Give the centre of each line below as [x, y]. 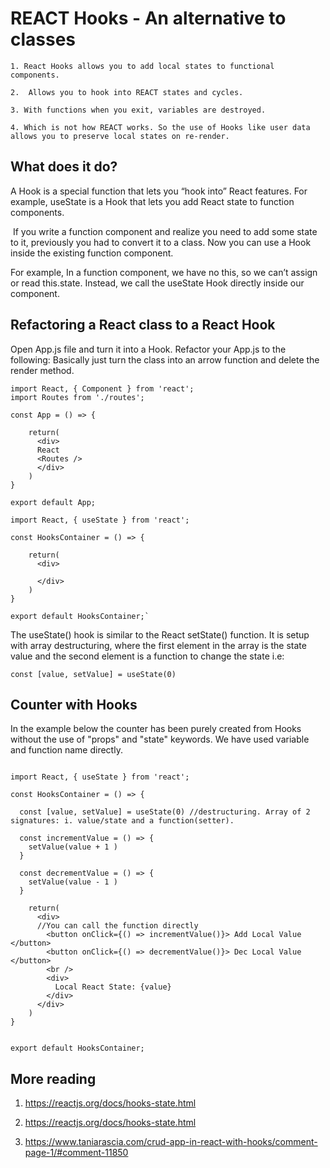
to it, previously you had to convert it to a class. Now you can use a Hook [161, 242]
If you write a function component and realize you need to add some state [165, 231]
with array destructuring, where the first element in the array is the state [158, 645]
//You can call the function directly [117, 926]
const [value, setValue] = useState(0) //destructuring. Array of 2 [165, 812]
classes [43, 39]
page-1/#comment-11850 [76, 1153]
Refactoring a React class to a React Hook [143, 325]
